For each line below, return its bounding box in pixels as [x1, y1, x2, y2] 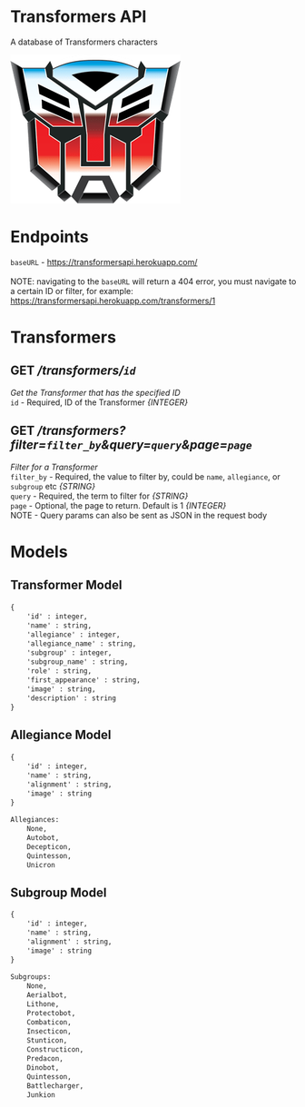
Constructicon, [26, 1045, 84, 1054]
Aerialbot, [26, 991, 68, 1000]
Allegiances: [10, 815, 60, 824]
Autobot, [26, 833, 60, 842]
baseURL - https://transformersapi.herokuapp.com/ [10, 256, 198, 267]
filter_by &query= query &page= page [45, 438, 252, 453]
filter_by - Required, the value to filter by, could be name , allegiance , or [10, 470, 280, 482]
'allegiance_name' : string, [26, 638, 137, 648]
